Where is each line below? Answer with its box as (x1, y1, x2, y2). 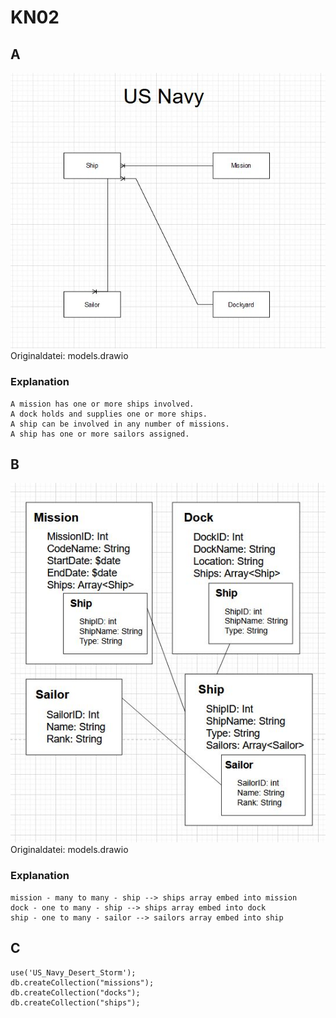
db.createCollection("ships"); (10, 997, 141, 1008)
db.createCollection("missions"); (10, 977, 155, 988)
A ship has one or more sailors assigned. (10, 429, 190, 439)
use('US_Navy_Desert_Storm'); (10, 967, 137, 978)
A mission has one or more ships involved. (10, 399, 195, 409)
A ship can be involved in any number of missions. (10, 419, 230, 429)
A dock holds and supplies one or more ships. (10, 409, 208, 419)
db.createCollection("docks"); (10, 987, 141, 998)
